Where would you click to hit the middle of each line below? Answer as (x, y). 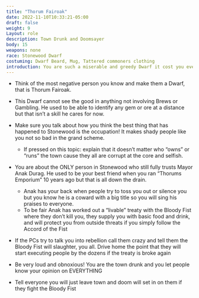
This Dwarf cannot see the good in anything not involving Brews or (96, 101)
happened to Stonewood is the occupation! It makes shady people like (100, 132)
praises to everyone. (49, 204)
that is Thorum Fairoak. (43, 90)
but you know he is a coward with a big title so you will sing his (100, 198)
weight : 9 (18, 28)
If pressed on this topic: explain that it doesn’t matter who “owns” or (106, 149)
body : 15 (17, 45)
